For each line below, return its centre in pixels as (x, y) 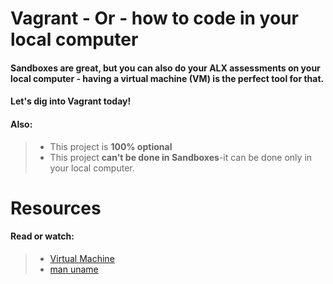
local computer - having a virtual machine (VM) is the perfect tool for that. (167, 78)
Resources (56, 208)
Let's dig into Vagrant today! (71, 101)
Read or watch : (42, 236)
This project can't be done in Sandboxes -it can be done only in (181, 157)
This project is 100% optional (111, 146)
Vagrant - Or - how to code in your (154, 18)
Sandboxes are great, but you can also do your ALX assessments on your (165, 68)
